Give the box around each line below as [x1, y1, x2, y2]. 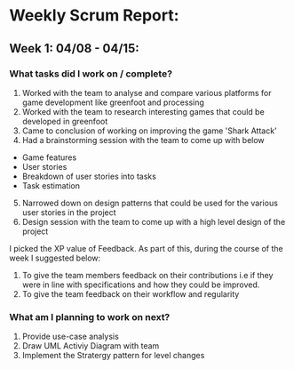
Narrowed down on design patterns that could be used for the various [21, 197, 278, 208]
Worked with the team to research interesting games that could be [21, 106, 265, 116]
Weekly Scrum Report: [9, 5, 179, 26]
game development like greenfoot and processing [21, 97, 204, 108]
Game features [21, 152, 77, 163]
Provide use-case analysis [21, 331, 120, 342]
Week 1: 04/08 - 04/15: [9, 41, 139, 56]
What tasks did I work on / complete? [9, 68, 173, 80]
